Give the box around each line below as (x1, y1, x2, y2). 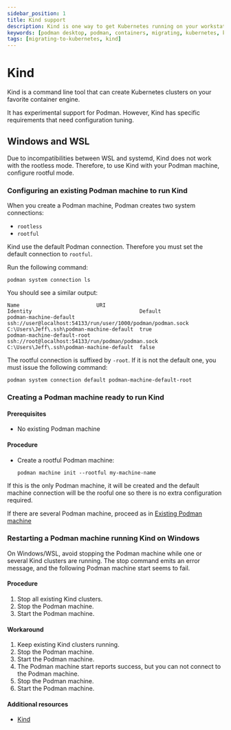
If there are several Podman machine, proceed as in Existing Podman (7, 509, 203, 518)
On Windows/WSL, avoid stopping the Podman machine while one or (7, 549, 203, 557)
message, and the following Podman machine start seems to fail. (7, 564, 190, 572)
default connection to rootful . (7, 250, 93, 258)
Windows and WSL (7, 135, 90, 148)
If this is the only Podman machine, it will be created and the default (7, 481, 199, 489)
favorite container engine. (7, 96, 80, 104)
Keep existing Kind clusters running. (16, 641, 120, 649)
